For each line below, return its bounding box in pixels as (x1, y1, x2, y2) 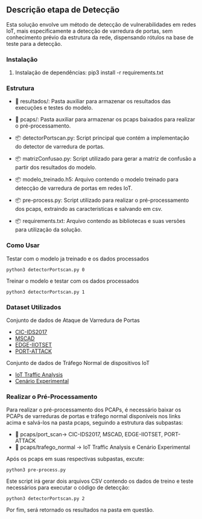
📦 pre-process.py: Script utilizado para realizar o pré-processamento (14, 196, 189, 204)
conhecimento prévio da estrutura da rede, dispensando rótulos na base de (6, 33, 194, 41)
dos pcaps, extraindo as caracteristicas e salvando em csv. (14, 205, 163, 213)
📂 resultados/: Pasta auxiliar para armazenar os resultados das (14, 98, 171, 105)
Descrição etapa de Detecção (6, 5, 120, 15)
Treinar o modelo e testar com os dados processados (6, 277, 139, 285)
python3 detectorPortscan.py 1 (6, 289, 85, 295)
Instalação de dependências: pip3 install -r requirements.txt (14, 69, 164, 76)
